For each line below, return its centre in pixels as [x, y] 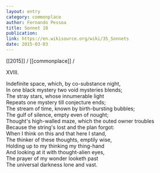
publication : [22, 33]
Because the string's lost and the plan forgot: [60, 127]
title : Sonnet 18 [27, 28]
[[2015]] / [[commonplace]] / [40, 61]
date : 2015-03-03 [27, 45]
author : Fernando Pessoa [36, 22]
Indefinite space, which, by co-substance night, [63, 83]
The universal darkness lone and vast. [52, 164]
